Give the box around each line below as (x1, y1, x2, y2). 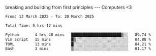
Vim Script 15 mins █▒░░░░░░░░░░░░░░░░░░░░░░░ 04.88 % (5, 37, 151, 42)
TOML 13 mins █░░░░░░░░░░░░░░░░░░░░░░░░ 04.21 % (5, 41, 151, 47)
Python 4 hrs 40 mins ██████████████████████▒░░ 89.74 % (5, 32, 151, 37)
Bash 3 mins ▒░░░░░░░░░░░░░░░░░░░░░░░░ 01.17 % (5, 46, 151, 51)
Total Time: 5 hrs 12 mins (5, 23, 63, 28)
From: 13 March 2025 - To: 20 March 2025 (5, 14, 95, 19)
